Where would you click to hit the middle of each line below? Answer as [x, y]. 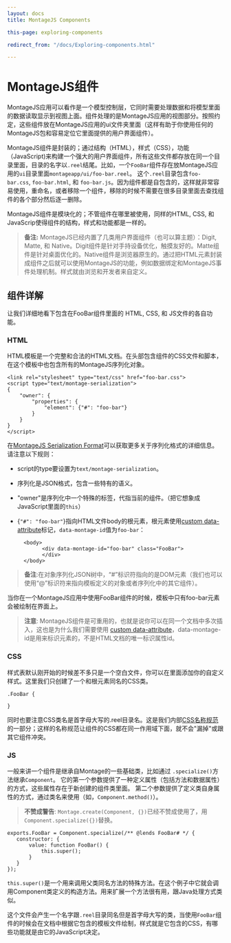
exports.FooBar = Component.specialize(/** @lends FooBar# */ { [101, 833]
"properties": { [55, 402]
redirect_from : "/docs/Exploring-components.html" [81, 45]
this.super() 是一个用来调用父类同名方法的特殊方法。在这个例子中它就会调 [113, 882]
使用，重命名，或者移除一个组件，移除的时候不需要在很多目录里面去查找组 [118, 191]
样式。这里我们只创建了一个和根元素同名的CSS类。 [80, 681]
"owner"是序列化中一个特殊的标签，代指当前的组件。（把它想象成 [109, 498]
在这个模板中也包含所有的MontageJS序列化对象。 [78, 365]
